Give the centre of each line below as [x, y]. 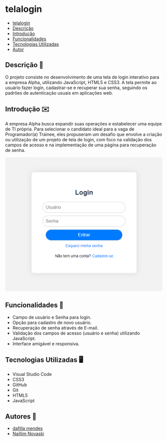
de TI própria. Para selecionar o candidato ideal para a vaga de [70, 129]
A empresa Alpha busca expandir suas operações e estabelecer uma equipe [83, 123]
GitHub [20, 385]
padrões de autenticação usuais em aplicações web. [59, 93]
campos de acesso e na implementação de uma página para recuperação [81, 145]
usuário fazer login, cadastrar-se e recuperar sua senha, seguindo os [76, 88]
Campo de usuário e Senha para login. [52, 317]
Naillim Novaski [28, 434]
